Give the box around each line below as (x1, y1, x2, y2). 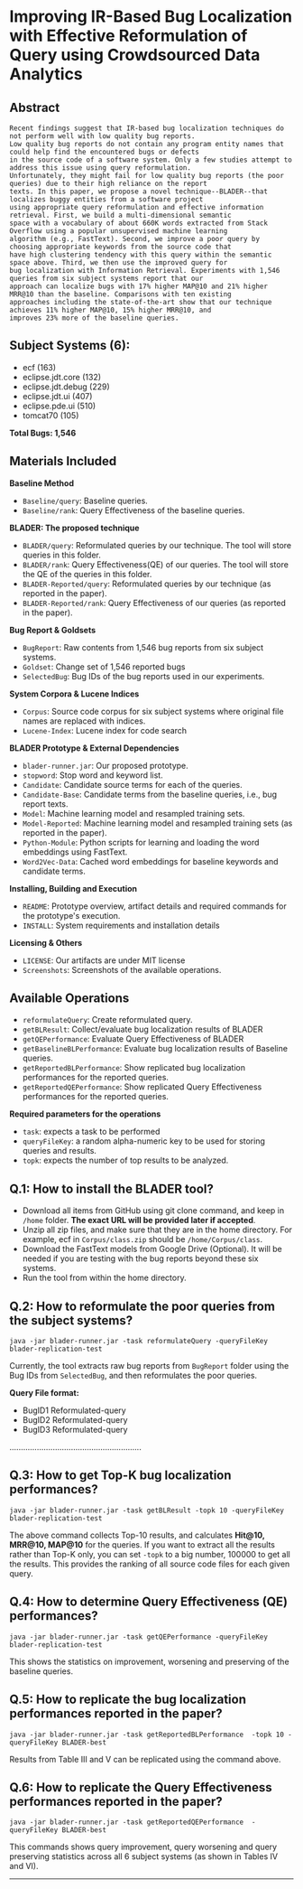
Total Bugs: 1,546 (9, 427, 77, 438)
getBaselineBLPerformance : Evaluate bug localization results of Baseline (22, 1043, 289, 1054)
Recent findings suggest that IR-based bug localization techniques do (9, 124, 284, 133)
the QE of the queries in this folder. (22, 568, 152, 579)
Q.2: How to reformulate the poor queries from (9, 1298, 275, 1314)
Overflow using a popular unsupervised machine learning (9, 227, 228, 236)
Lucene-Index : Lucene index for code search (22, 725, 188, 735)
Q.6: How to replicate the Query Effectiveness (9, 1780, 272, 1795)
